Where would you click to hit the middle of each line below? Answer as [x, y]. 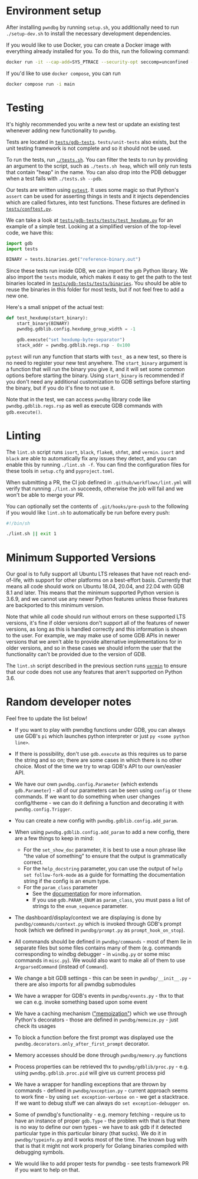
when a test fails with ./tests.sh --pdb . [55, 178]
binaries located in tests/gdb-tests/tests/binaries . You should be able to [97, 283]
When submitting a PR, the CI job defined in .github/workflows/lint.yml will [99, 482]
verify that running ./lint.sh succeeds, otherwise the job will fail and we [95, 489]
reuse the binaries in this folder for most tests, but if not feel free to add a [95, 290]
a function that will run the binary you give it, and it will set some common [95, 369]
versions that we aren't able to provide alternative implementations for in [94, 642]
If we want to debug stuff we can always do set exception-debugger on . [102, 1103]
